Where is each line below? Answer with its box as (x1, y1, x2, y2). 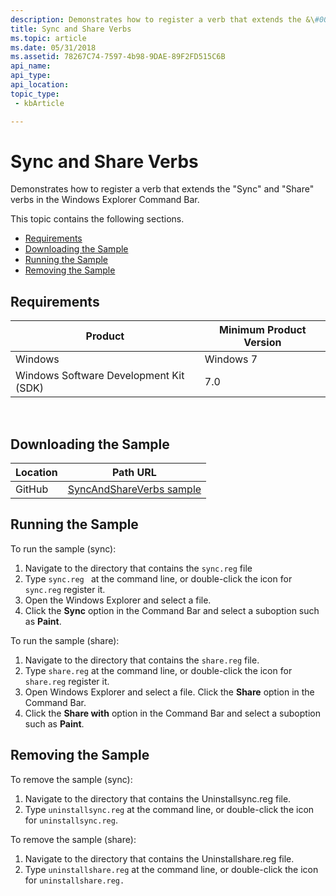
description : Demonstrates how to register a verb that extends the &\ (10, 14, 315, 25)
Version (243, 336, 282, 350)
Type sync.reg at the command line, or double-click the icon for (24, 572, 293, 585)
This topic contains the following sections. (10, 213, 185, 225)
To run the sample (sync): (10, 542, 117, 555)
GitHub (15, 482, 49, 496)
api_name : (10, 61, 52, 71)
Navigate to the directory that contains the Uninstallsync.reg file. (24, 792, 292, 805)
